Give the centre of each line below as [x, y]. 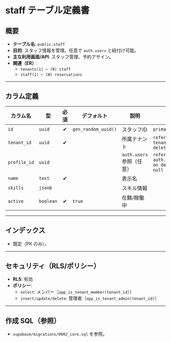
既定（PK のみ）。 [31, 244]
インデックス [25, 231]
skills [16, 188]
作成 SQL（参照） [33, 321]
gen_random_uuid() [95, 129]
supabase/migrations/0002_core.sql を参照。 [60, 334]
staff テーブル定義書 [48, 10]
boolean [48, 201]
